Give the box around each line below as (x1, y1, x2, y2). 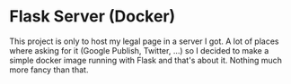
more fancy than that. (9, 64, 89, 75)
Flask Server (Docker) (9, 6, 176, 27)
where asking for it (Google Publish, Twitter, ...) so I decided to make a (9, 45, 269, 55)
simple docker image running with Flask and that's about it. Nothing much (9, 55, 283, 65)
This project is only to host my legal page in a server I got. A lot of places (9, 36, 279, 46)
